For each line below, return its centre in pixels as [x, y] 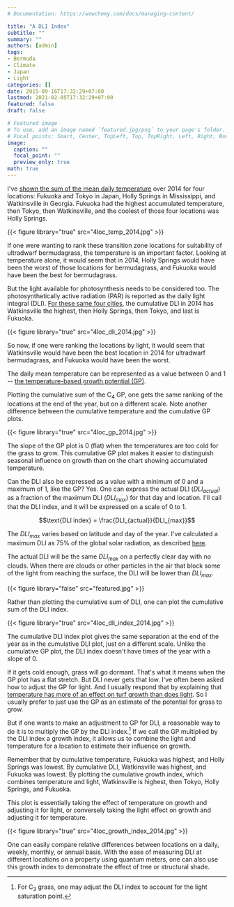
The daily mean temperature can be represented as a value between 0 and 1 [117, 374]
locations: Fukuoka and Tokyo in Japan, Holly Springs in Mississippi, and [111, 196]
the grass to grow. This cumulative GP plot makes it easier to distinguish [110, 453]
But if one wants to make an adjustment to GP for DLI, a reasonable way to [114, 723]
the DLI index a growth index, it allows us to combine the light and [102, 739]
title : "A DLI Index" [39, 26]
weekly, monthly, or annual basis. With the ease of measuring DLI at [104, 852]
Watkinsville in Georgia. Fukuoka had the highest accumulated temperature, [116, 203]
